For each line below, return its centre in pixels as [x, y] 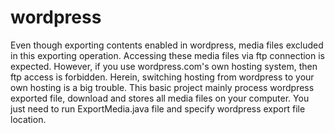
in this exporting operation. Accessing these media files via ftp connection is [167, 55]
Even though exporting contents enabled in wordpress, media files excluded [167, 45]
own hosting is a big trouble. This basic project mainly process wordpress [162, 87]
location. [28, 119]
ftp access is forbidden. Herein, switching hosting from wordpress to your [162, 77]
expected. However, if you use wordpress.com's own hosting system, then [164, 66]
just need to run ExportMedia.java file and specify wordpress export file [158, 108]
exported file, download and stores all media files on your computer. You [160, 98]
